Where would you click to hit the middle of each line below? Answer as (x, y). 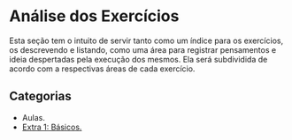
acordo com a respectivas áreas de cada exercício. (102, 69)
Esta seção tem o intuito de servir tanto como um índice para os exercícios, (146, 41)
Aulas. (34, 117)
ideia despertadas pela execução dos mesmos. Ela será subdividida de (138, 59)
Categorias (41, 96)
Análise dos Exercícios (94, 16)
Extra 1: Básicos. (52, 127)
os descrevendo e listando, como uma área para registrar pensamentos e (143, 49)
